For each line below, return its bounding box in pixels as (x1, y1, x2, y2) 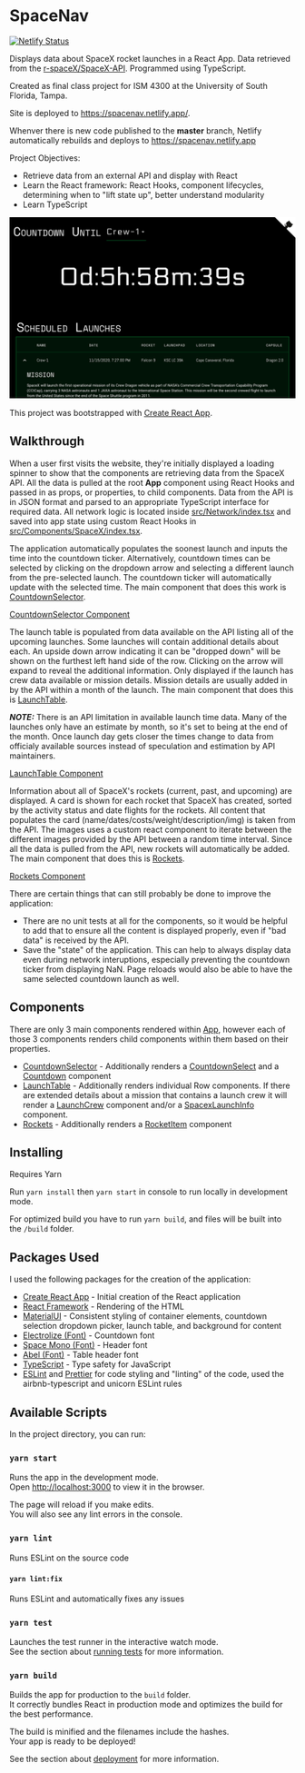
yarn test (9, 1618, 53, 1628)
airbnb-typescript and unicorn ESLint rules (22, 1378, 182, 1390)
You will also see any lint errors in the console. (9, 1509, 183, 1520)
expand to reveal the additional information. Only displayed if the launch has (9, 665, 294, 676)
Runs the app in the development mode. (9, 1472, 159, 1483)
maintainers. (9, 750, 56, 761)
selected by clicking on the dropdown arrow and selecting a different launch (9, 562, 295, 573)
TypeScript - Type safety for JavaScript (22, 1359, 171, 1370)
